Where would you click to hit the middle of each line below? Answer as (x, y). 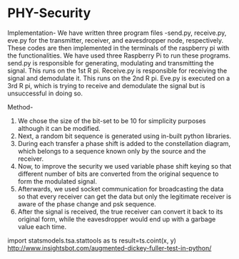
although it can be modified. (59, 128)
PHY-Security (49, 13)
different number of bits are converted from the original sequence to (118, 174)
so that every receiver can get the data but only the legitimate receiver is (124, 196)
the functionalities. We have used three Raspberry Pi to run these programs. (119, 55)
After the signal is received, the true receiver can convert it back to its (120, 211)
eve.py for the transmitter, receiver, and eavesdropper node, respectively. (115, 40)
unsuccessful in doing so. (45, 93)
